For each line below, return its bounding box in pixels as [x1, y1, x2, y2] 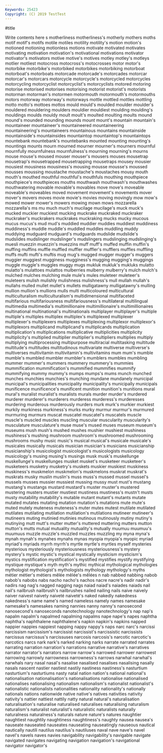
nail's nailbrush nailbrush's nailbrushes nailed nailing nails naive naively [5, 587, 148, 593]
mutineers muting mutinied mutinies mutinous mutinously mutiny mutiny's [5, 515, 152, 521]
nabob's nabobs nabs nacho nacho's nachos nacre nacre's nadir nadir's [5, 577, 149, 583]
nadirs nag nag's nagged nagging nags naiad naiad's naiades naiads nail [5, 582, 150, 588]
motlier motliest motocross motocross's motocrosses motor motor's [5, 60, 141, 66]
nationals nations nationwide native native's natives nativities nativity [5, 691, 143, 697]
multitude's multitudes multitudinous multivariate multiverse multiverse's [5, 344, 150, 350]
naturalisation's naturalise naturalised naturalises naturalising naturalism [5, 701, 149, 707]
